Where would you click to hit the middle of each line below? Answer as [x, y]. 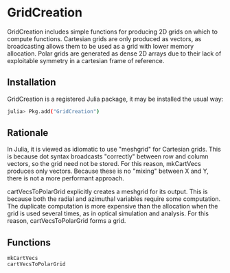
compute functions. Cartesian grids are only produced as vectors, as [104, 38]
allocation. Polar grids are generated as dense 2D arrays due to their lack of [114, 54]
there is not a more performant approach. [66, 178]
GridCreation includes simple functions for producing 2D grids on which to [113, 32]
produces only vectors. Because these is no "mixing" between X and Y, [108, 171]
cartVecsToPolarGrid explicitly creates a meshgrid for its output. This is [107, 192]
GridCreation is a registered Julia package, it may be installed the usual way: [115, 99]
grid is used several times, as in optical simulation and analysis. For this [108, 213]
